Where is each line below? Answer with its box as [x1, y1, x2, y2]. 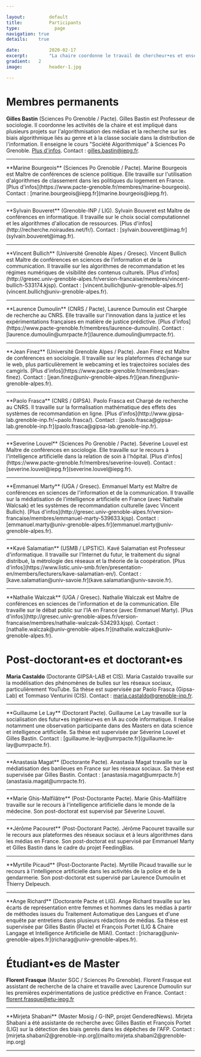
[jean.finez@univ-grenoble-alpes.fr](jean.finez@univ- [47, 373, 180, 381]
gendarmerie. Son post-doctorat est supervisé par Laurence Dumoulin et [6, 874, 186, 881]
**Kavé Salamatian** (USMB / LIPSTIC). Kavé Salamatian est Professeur [6, 544, 185, 552]
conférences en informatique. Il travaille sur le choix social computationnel [6, 213, 190, 220]
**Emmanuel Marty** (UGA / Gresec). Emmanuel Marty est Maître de [6, 483, 178, 490]
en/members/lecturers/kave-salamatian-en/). [6, 570, 118, 577]
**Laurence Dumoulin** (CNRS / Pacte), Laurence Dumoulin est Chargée [6, 305, 187, 312]
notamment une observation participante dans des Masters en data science [6, 721, 193, 729]
